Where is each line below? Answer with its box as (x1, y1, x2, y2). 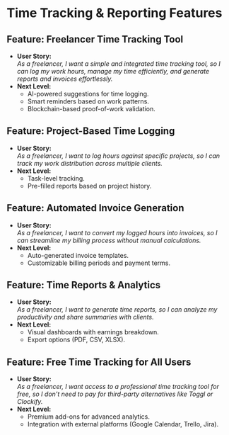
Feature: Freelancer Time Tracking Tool (6, 33, 184, 45)
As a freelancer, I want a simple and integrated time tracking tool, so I (16, 60, 221, 68)
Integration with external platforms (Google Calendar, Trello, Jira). (27, 420, 219, 429)
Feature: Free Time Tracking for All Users (6, 356, 192, 368)
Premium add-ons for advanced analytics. (27, 412, 150, 421)
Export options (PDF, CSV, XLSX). (27, 335, 125, 344)
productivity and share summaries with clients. (16, 313, 154, 322)
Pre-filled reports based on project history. (27, 181, 152, 190)
